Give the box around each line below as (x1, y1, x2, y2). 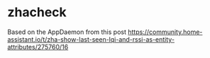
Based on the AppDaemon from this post (7, 28, 126, 36)
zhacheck (7, 4, 67, 21)
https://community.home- (127, 28, 203, 36)
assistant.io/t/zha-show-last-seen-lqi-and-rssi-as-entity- (7, 35, 175, 43)
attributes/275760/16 (7, 42, 69, 51)
